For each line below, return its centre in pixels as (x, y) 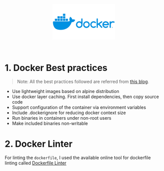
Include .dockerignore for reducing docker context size (69, 113)
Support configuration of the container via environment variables (79, 108)
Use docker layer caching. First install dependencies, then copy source (85, 97)
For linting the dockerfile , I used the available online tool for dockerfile (78, 158)
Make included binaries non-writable (50, 123)
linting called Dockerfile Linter (36, 163)
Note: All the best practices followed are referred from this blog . (83, 81)
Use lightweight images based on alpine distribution (65, 92)
